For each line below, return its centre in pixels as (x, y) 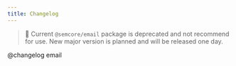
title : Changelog (33, 14)
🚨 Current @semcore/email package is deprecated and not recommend (127, 34)
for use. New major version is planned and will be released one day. (124, 41)
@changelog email (35, 55)
